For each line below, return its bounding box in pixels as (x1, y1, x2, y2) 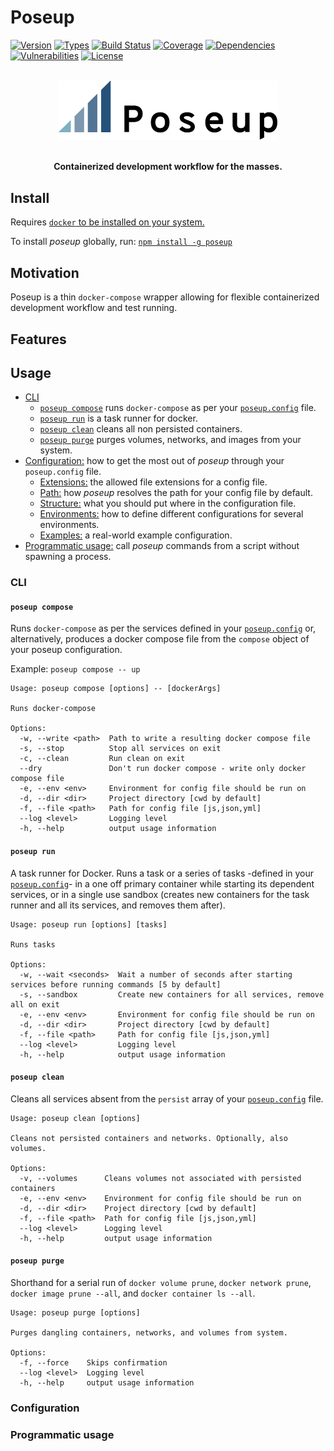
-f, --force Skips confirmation (19, 1358, 168, 1368)
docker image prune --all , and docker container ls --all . (10, 1287, 256, 1300)
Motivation (10, 264, 80, 281)
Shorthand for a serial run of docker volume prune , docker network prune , (10, 1277, 312, 1289)
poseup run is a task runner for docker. (39, 412, 198, 425)
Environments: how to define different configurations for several (39, 508, 304, 520)
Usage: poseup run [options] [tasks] (10, 919, 168, 930)
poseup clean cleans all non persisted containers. (39, 423, 243, 435)
